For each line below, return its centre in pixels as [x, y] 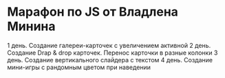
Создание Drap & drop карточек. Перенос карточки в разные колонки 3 [112, 53]
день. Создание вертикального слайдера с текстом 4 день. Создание [110, 60]
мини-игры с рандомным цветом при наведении [79, 67]
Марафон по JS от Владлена [93, 12]
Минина [31, 26]
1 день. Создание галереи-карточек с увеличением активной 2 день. [109, 45]
